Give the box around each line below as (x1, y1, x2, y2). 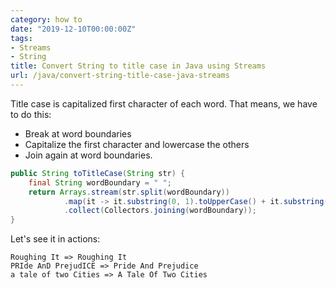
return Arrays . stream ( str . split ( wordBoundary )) (28, 187, 230, 197)
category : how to (10, 14, 83, 25)
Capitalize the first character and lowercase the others (24, 138, 250, 150)
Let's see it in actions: (10, 233, 101, 245)
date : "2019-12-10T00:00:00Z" (10, 24, 137, 34)
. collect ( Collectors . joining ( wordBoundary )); (63, 206, 257, 216)
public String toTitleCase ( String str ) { (10, 168, 186, 178)
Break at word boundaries (24, 127, 132, 140)
